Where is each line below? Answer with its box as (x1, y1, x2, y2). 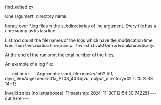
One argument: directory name (5, 14, 66, 19)
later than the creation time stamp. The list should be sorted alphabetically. (5, 43, 154, 48)
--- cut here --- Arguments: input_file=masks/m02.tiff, (5, 71, 113, 76)
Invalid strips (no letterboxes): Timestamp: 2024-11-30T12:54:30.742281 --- (5, 90, 157, 96)
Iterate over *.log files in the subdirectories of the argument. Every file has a (5, 23, 156, 29)
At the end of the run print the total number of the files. (5, 52, 115, 58)
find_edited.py (5, 4, 34, 10)
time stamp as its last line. (5, 28, 57, 33)
